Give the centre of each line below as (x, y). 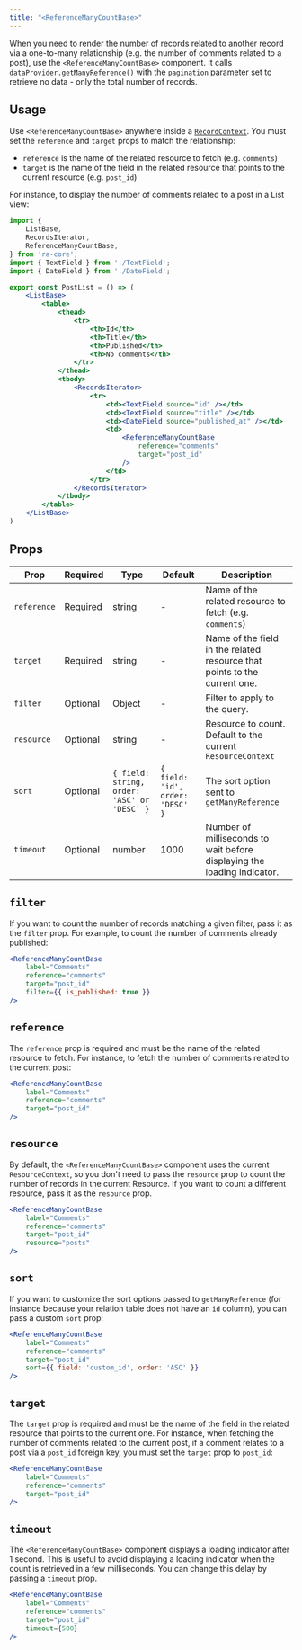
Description (247, 575)
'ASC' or (131, 800)
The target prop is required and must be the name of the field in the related (149, 1423)
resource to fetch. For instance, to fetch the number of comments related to (149, 1057)
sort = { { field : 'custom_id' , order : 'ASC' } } (112, 1368)
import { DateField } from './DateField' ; (90, 271)
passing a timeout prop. (53, 1578)
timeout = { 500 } (52, 1628)
